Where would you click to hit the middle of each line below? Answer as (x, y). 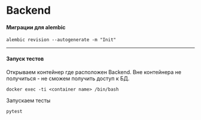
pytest (14, 111)
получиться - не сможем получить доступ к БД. (68, 78)
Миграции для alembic (36, 27)
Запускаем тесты (28, 100)
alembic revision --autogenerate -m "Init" (61, 40)
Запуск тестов (25, 59)
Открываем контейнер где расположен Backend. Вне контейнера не (94, 72)
